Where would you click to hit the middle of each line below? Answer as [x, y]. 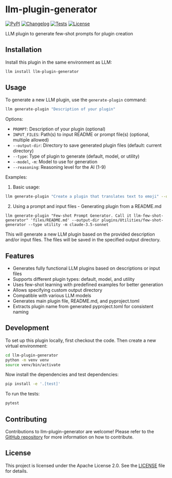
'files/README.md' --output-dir [65, 220]
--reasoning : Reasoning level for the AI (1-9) [59, 167]
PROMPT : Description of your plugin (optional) [59, 129]
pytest [12, 403]
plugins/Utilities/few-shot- [133, 220]
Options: [14, 119]
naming [21, 312]
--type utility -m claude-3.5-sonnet [68, 225]
